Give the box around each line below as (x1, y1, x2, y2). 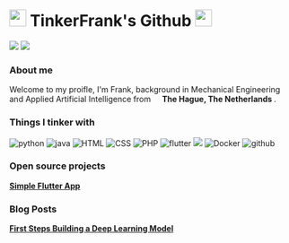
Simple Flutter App (9, 180, 81, 191)
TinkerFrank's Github (30, 11, 192, 31)
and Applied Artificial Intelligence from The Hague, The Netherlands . (9, 94, 276, 105)
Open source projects (9, 160, 106, 172)
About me (9, 64, 54, 76)
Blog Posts (9, 203, 57, 215)
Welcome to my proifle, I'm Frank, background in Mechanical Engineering (9, 84, 281, 95)
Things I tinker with (9, 117, 96, 129)
